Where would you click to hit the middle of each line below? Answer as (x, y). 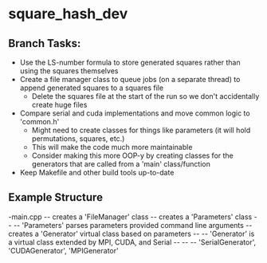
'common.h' (39, 122)
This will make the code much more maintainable (112, 147)
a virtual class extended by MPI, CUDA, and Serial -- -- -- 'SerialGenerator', (132, 242)
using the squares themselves (69, 71)
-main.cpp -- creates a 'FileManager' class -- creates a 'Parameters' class (130, 217)
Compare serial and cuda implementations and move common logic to (135, 113)
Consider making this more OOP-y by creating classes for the (132, 155)
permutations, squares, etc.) (78, 139)
